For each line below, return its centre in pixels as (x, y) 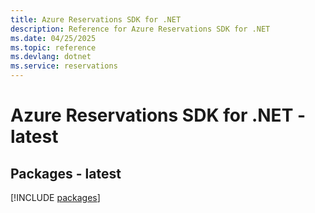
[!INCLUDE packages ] (55, 197)
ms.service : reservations (64, 66)
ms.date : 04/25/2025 (53, 38)
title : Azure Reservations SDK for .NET (96, 19)
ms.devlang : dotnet (51, 57)
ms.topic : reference (53, 47)
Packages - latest (66, 173)
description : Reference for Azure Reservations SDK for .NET (140, 29)
